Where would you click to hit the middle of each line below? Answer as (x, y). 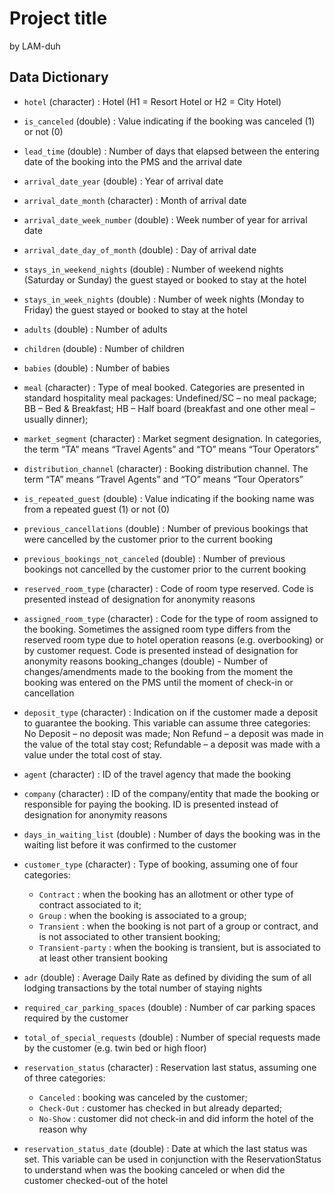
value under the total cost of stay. (93, 754)
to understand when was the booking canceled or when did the (154, 1169)
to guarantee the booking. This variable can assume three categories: (167, 723)
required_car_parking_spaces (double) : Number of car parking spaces (169, 1007)
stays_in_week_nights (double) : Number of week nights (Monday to (164, 299)
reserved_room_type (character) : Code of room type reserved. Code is (168, 588)
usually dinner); (56, 419)
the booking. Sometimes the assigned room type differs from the (157, 629)
